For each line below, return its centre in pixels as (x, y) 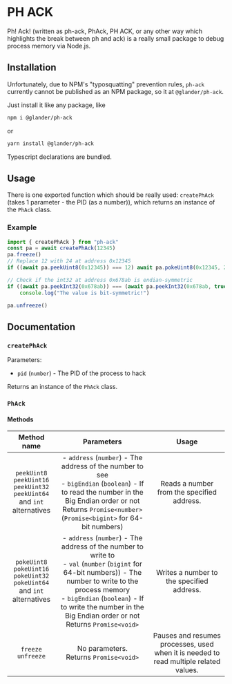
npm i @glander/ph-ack (40, 117)
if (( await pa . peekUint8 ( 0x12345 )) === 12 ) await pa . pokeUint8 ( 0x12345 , (114, 268)
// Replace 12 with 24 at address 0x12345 (69, 261)
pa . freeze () (24, 255)
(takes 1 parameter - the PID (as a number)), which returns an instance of (111, 202)
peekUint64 (31, 494)
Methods (20, 419)
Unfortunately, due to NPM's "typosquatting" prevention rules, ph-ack (106, 84)
